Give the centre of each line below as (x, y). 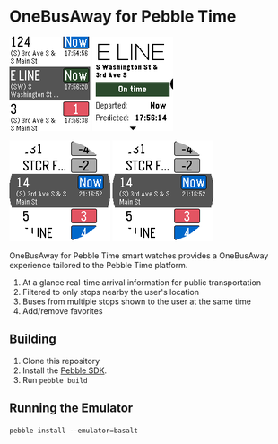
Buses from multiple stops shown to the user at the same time (136, 301)
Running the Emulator (71, 409)
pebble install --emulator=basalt (74, 431)
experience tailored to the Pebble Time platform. (99, 265)
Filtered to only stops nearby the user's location (111, 292)
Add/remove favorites (62, 310)
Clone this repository (61, 361)
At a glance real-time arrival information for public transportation (142, 282)
